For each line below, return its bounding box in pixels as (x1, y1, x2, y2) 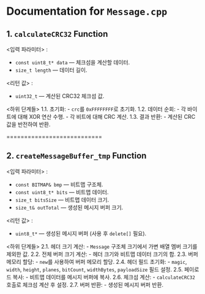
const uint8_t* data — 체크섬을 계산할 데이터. (15, 59, 130, 66)
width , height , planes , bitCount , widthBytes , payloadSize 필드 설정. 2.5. (6, 265, 183, 273)
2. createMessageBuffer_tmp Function (6, 151, 147, 161)
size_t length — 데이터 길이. (15, 66, 88, 73)
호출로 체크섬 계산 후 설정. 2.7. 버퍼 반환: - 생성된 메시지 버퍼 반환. (6, 281, 164, 288)
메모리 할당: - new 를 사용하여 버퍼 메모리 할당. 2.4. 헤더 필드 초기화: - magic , (6, 258, 187, 265)
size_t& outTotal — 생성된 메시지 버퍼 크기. (15, 203, 124, 211)
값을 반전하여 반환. (6, 121, 51, 128)
